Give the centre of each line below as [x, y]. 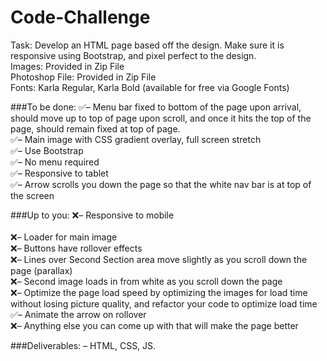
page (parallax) [41, 270]
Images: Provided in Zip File [67, 66]
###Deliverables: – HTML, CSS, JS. [83, 345]
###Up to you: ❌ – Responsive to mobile [92, 215]
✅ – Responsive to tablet [59, 173]
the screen [32, 195]
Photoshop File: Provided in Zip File [83, 77]
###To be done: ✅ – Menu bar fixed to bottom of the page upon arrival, [156, 107]
